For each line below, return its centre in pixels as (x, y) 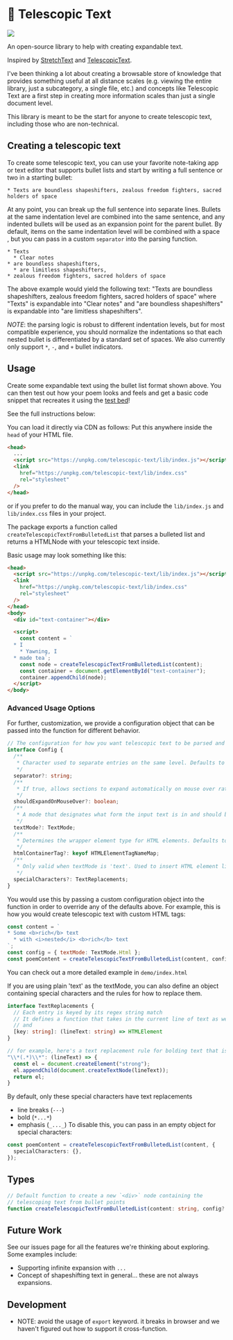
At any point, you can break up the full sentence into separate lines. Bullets (114, 209)
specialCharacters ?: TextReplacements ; (71, 879)
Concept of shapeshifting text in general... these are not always (108, 1275)
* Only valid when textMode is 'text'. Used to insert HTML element (117, 867)
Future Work (35, 1230)
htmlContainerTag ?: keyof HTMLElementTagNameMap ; (86, 853)
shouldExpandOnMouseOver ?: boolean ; (66, 802)
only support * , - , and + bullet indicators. (65, 347)
